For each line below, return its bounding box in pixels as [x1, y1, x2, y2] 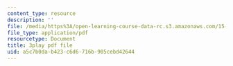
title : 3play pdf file [7, 42, 73, 49]
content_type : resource [7, 10, 76, 17]
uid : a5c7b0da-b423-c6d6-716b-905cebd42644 [7, 49, 135, 56]
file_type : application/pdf [7, 29, 89, 36]
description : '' [7, 16, 54, 23]
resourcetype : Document [7, 36, 76, 43]
